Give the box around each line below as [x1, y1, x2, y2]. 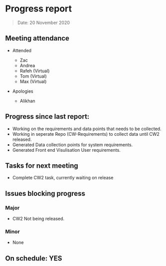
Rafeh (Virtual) [19, 68, 50, 74]
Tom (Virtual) [19, 73, 47, 79]
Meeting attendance [5, 34, 70, 43]
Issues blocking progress [5, 189, 86, 198]
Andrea [19, 62, 35, 68]
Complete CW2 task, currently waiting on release [12, 175, 114, 181]
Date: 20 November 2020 [17, 20, 70, 26]
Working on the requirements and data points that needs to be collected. [12, 126, 162, 132]
